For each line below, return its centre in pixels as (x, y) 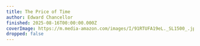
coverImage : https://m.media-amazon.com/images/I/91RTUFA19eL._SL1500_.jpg (102, 28)
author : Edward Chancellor (40, 17)
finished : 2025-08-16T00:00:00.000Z (51, 23)
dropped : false (25, 34)
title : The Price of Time (38, 12)
